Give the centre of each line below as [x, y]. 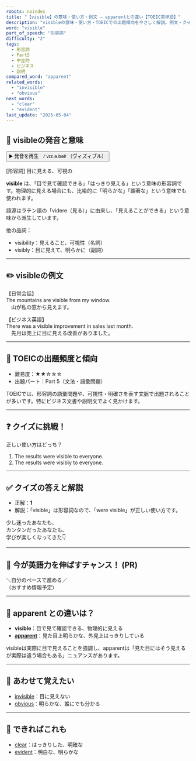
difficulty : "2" [26, 39]
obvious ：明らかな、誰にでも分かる [57, 704]
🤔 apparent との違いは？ [50, 613]
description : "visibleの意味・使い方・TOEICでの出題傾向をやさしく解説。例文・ [94, 22]
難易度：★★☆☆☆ [38, 374]
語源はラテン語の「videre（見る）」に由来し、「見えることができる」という [95, 211]
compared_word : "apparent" [39, 77]
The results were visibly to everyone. [59, 462]
